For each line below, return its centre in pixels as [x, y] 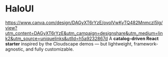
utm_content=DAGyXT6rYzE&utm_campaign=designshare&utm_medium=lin [84, 33]
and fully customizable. [50, 49]
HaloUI [20, 9]
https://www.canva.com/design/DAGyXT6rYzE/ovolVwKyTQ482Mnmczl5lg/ [84, 22]
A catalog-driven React [134, 38]
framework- [146, 43]
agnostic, [15, 49]
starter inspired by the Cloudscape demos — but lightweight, [69, 43]
